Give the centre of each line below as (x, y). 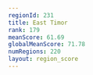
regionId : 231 (31, 15)
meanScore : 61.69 (36, 37)
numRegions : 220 (34, 52)
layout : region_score (43, 59)
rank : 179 (24, 30)
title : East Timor (38, 23)
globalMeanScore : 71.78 (47, 45)
